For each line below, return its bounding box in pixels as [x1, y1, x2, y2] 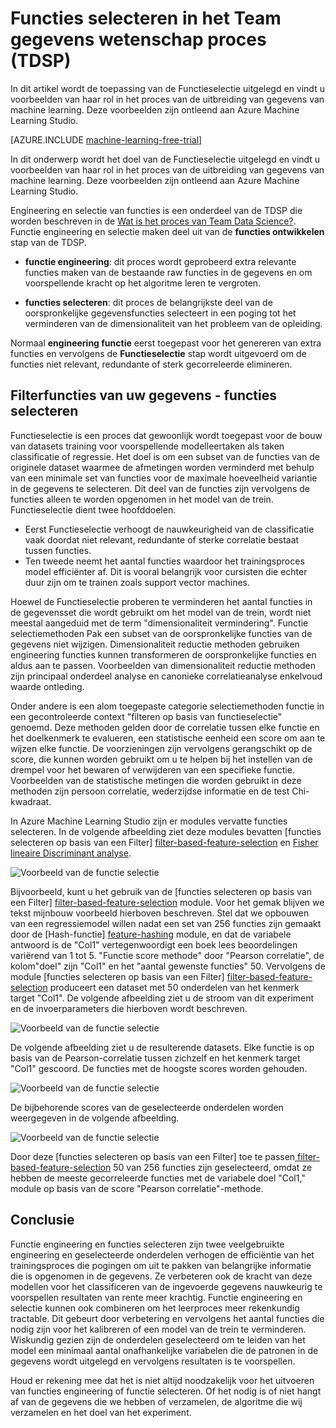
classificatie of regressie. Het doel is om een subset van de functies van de [10, 450, 320, 462]
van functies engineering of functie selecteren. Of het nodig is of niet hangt [10, 1385, 322, 1397]
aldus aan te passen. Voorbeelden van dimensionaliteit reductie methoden [10, 659, 317, 671]
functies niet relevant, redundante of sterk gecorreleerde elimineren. [10, 358, 293, 370]
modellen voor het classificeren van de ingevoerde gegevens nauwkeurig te [10, 1280, 323, 1292]
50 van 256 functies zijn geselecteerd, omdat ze [113, 1161, 313, 1173]
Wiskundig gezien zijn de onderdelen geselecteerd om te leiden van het [10, 1333, 306, 1346]
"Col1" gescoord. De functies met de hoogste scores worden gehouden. [10, 1062, 308, 1074]
